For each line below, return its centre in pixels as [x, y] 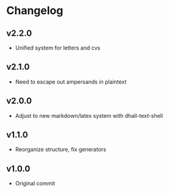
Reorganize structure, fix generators [61, 150]
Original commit [35, 183]
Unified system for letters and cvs [58, 48]
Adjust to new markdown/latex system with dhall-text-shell [89, 115]
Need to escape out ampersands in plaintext [71, 82]
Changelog [35, 11]
